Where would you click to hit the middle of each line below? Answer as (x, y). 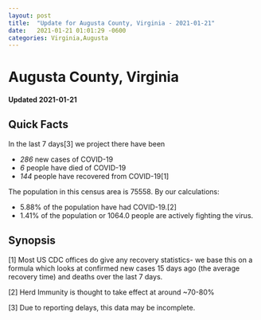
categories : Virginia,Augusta (58, 38)
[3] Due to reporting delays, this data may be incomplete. (102, 307)
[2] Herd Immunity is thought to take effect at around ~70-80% (111, 292)
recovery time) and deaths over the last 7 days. (86, 276)
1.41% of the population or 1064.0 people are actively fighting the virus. (136, 215)
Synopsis (32, 241)
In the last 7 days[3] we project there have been (87, 143)
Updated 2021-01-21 (43, 100)
